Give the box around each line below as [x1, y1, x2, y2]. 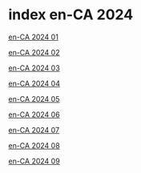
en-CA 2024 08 [8, 140, 60, 150]
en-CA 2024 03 [8, 62, 60, 73]
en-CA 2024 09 [8, 156, 60, 166]
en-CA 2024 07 [8, 125, 60, 135]
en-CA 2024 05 [8, 94, 60, 103]
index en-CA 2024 [8, 6, 134, 24]
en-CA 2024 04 [8, 78, 60, 88]
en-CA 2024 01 [8, 32, 58, 42]
